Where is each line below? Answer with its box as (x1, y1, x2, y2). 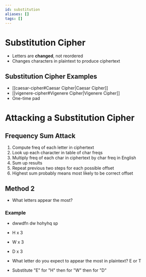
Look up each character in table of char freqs (12, 150, 103, 156)
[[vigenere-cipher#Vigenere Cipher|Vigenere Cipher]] (12, 90, 120, 96)
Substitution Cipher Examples (5, 72, 97, 81)
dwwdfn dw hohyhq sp (12, 220, 58, 226)
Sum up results (12, 160, 43, 166)
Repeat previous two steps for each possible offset (12, 165, 114, 171)
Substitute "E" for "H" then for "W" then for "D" (12, 267, 107, 273)
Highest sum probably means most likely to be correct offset (12, 170, 133, 176)
